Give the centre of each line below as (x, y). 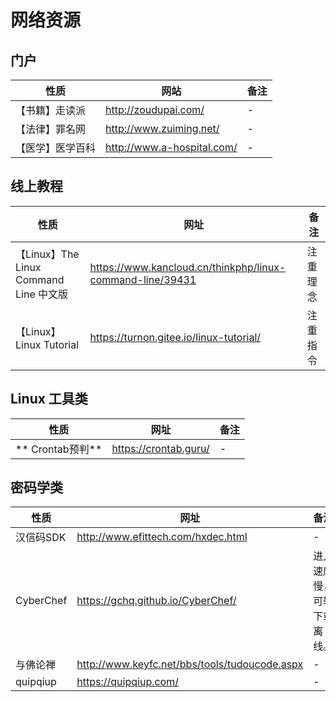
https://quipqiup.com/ (127, 682)
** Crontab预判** (59, 449)
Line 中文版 (42, 294)
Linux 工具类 (49, 399)
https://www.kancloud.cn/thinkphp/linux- (188, 267)
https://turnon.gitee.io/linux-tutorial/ (175, 337)
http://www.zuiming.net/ (162, 128)
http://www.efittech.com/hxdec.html (162, 537)
